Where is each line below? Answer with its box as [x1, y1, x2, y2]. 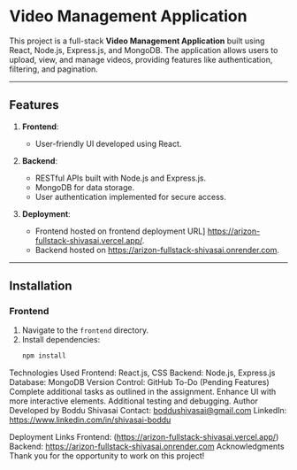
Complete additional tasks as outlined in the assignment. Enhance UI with [9, 387, 277, 397]
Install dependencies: [21, 335, 101, 345]
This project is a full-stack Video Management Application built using [9, 35, 265, 46]
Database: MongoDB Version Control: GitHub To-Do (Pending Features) [9, 377, 270, 388]
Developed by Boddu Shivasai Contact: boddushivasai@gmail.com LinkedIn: [9, 405, 287, 416]
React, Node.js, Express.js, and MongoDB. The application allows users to [9, 44, 278, 55]
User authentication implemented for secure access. [34, 191, 227, 202]
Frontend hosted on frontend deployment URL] [34, 226, 206, 236]
